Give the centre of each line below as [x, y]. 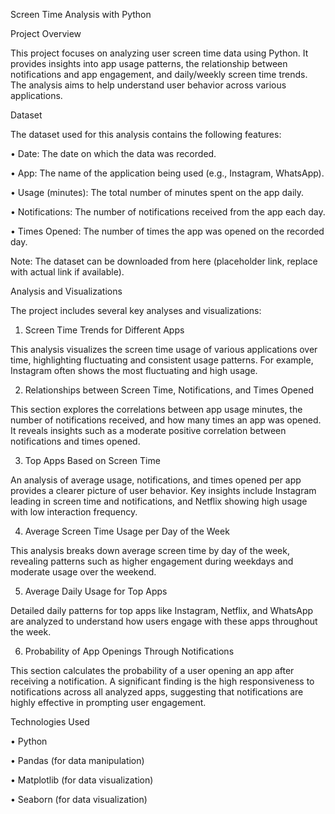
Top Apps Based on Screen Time [92, 460]
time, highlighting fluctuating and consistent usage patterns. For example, [162, 360]
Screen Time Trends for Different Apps [104, 330]
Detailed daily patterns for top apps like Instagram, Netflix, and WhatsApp [162, 610]
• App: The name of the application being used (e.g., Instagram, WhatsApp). [167, 173]
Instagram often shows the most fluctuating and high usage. [134, 370]
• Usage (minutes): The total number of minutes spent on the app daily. [157, 192]
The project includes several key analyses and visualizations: [136, 310]
